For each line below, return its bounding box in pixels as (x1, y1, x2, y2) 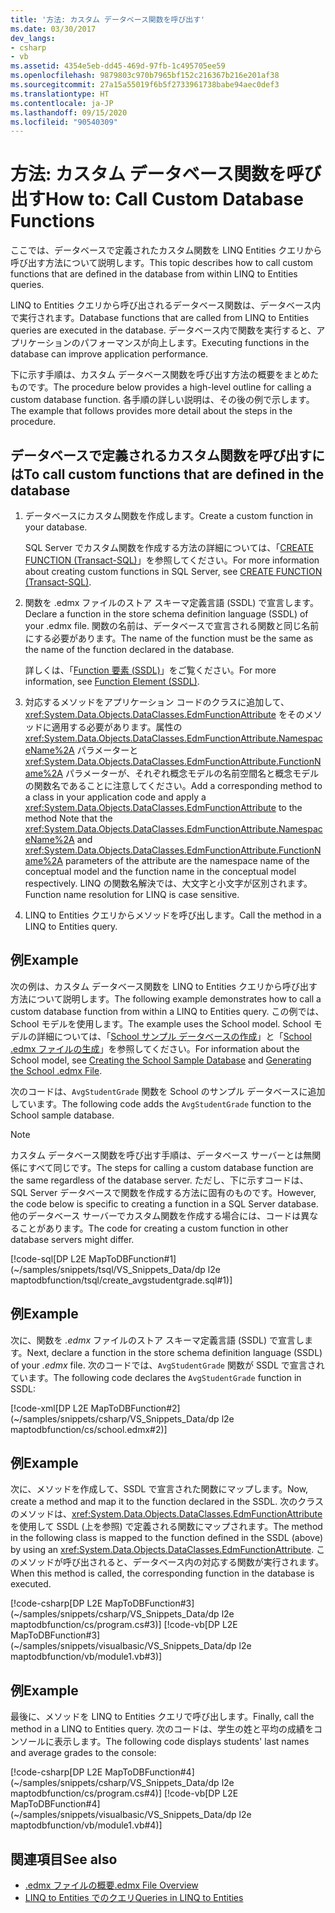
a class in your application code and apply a (24, 791, 207, 803)
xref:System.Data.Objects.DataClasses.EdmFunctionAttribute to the (24, 802, 303, 813)
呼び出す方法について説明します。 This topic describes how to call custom (10, 257, 314, 269)
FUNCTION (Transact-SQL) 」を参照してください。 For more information (24, 554, 320, 566)
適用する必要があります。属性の (51, 721, 183, 733)
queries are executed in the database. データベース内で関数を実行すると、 (10, 324, 317, 336)
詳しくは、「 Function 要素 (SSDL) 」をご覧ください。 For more (24, 664, 277, 676)
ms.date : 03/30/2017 (10, 24, 97, 34)
